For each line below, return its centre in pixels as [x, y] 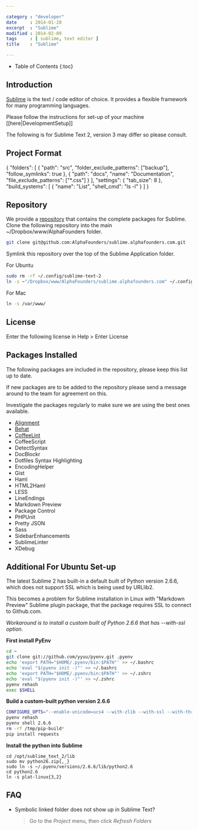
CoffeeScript [30, 441]
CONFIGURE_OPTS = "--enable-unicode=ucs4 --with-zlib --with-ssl [85, 712]
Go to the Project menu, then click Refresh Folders [90, 821]
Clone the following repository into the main [59, 225]
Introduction [29, 85]
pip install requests [33, 734]
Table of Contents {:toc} [44, 66]
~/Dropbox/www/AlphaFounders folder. [54, 232]
